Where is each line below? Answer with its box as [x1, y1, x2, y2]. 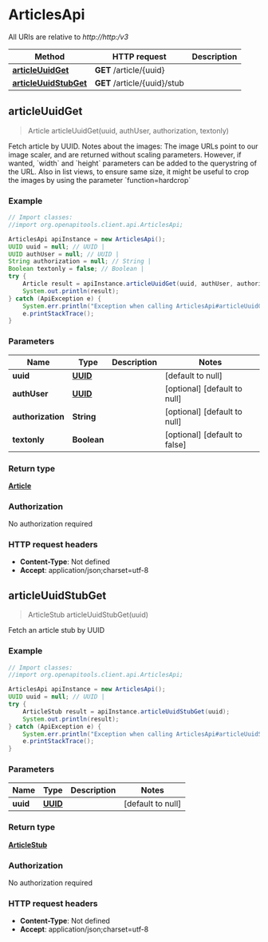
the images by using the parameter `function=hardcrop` [8, 175, 191, 185]
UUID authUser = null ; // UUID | [8, 250, 120, 258]
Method [34, 50, 65, 62]
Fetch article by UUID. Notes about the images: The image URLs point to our [8, 141, 258, 151]
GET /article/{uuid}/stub [94, 78, 185, 89]
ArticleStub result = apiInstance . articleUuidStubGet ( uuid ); [22, 707, 230, 716]
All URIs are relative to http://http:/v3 [8, 32, 129, 42]
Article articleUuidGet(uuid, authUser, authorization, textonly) [27, 125, 230, 135]
